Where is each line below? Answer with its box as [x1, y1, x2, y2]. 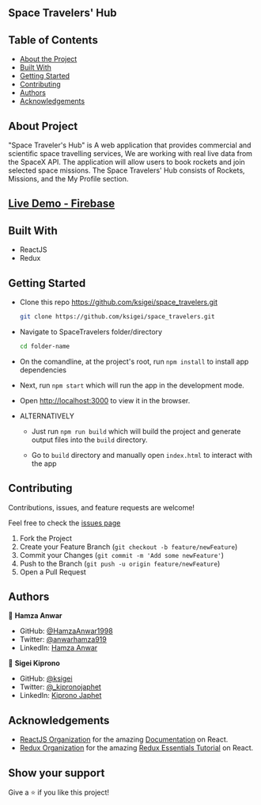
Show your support [8, 766, 105, 780]
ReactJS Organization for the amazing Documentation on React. [19, 734, 229, 744]
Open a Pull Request [19, 567, 87, 577]
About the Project [19, 55, 78, 64]
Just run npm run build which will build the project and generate [31, 426, 241, 436]
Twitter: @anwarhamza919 [19, 635, 107, 644]
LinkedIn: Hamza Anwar [19, 643, 98, 653]
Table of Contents [8, 33, 99, 47]
